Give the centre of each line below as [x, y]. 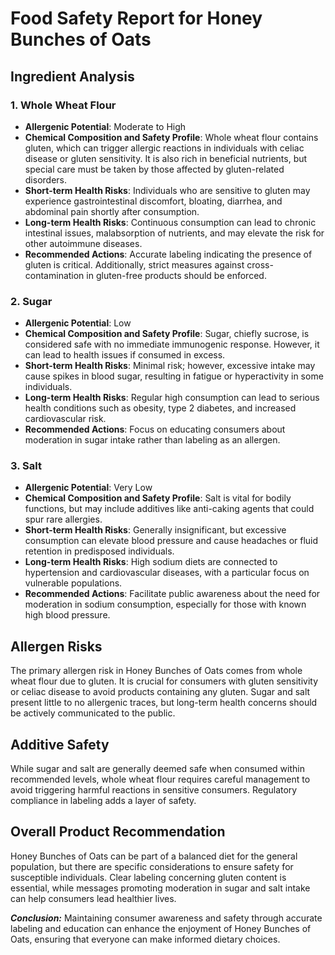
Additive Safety [60, 744]
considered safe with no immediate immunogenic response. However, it [172, 344]
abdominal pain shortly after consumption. [112, 211]
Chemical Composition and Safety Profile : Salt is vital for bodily [158, 498]
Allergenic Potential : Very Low [88, 488]
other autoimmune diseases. [83, 243]
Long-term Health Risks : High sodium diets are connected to [151, 562]
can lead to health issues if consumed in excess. [125, 355]
